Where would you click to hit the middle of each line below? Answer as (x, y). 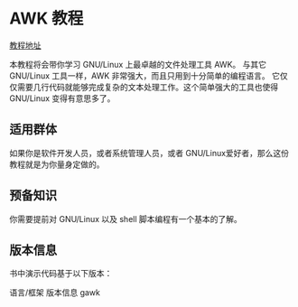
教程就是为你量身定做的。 (57, 164)
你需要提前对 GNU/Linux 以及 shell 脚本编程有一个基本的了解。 (126, 219)
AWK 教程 (47, 19)
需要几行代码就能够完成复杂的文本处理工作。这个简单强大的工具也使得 (147, 87)
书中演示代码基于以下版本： (61, 274)
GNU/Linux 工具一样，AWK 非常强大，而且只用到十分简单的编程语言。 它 (145, 75)
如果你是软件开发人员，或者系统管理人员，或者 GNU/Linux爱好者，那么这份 (149, 153)
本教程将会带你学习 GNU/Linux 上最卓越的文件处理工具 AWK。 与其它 (138, 64)
